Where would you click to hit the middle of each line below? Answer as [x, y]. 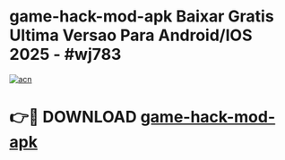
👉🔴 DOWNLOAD [73, 117]
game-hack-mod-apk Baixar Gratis [142, 17]
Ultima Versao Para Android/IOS [131, 35]
